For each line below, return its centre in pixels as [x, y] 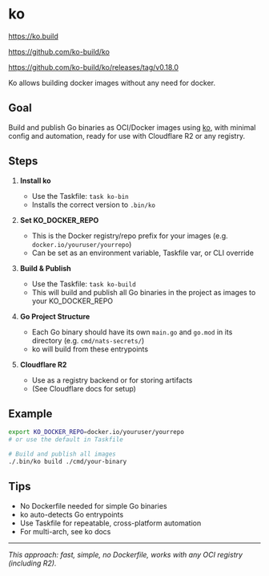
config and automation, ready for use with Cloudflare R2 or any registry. [127, 136]
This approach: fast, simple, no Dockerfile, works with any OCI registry [125, 554]
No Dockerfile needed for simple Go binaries [93, 505]
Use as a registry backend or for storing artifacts [112, 380]
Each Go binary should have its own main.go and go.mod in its [132, 332]
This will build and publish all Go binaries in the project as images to [144, 292]
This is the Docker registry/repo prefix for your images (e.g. [130, 235]
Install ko [35, 181]
